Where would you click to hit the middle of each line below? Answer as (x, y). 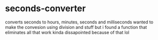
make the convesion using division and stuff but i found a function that (76, 27)
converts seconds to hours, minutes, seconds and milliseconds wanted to (79, 22)
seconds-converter (45, 9)
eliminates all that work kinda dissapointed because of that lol (67, 32)
